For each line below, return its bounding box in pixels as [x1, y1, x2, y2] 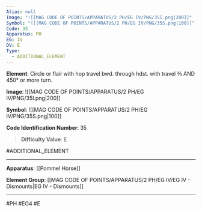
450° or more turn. [6, 76, 53, 83]
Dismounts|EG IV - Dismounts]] [6, 183, 84, 190]
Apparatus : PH [6, 31, 42, 37]
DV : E [6, 43, 20, 49]
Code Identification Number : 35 [6, 124, 87, 131]
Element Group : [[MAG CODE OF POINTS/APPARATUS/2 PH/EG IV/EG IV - [6, 176, 191, 183]
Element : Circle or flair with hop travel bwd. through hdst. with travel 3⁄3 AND [6, 70, 195, 77]
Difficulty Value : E [20, 136, 67, 143]
